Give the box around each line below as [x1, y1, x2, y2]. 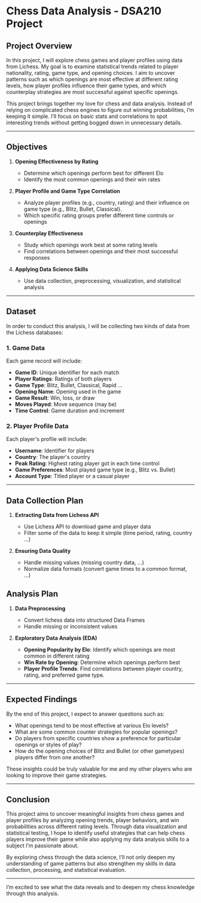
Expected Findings [6, 694, 78, 704]
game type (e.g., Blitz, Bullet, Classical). [23, 205, 122, 212]
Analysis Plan [6, 589, 59, 599]
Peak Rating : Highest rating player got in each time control [14, 460, 160, 467]
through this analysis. [6, 890, 59, 897]
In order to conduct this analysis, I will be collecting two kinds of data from [6, 322, 190, 330]
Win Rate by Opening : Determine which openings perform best [23, 658, 181, 665]
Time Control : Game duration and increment [14, 407, 124, 414]
